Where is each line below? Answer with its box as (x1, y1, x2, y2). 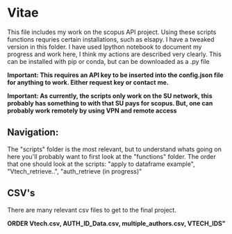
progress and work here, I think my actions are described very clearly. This (7, 50, 222, 58)
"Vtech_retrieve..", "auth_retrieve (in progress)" (7, 167, 142, 175)
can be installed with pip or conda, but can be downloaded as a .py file (7, 57, 210, 65)
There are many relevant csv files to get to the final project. (7, 206, 177, 214)
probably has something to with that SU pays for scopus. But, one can (7, 99, 213, 107)
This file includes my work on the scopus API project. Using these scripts (7, 28, 217, 36)
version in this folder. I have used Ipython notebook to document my (7, 42, 202, 51)
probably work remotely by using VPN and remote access (7, 106, 177, 115)
